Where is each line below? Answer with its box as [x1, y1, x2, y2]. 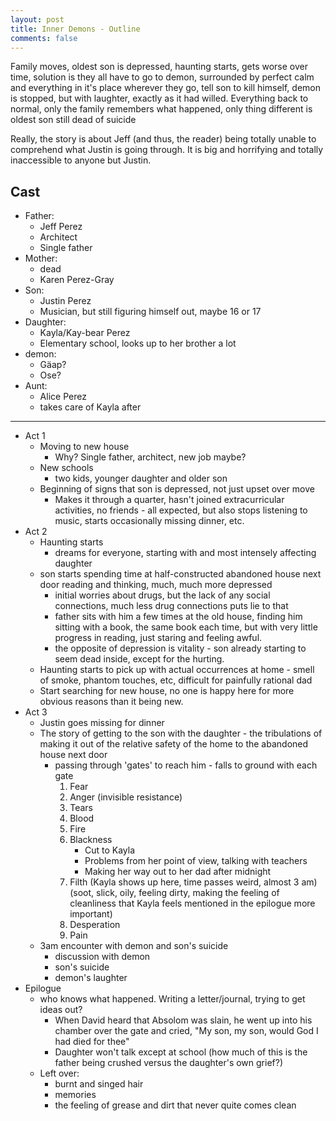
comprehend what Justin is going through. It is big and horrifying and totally [10, 144, 324, 156]
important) [69, 908, 113, 920]
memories [54, 1089, 97, 1101]
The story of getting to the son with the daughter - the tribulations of [39, 727, 323, 740]
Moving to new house [39, 441, 130, 453]
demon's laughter [54, 972, 128, 984]
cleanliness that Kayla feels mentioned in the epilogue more [69, 897, 316, 910]
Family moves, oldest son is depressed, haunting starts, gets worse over [10, 61, 309, 73]
